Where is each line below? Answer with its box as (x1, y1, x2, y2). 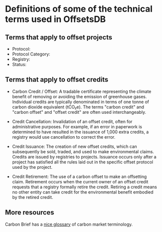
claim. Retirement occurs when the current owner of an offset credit (12, 178, 148, 184)
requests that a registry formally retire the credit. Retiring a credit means (12, 184, 157, 190)
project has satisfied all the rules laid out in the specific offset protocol (12, 159, 153, 165)
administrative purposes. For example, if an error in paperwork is (12, 124, 143, 129)
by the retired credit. (12, 194, 54, 200)
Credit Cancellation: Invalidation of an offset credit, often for (12, 118, 133, 125)
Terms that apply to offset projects (5, 33, 112, 41)
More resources (5, 208, 54, 217)
